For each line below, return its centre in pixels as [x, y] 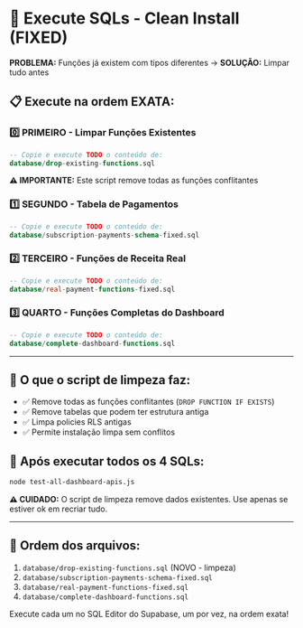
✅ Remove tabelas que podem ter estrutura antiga [115, 412]
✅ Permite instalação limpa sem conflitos [99, 432]
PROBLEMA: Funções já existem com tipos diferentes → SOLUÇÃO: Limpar [150, 62]
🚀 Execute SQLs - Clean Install [124, 19]
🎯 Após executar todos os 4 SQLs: [107, 461]
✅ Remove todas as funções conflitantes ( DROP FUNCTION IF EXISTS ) [148, 402]
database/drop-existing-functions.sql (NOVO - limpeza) [129, 567]
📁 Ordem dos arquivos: [75, 546]
